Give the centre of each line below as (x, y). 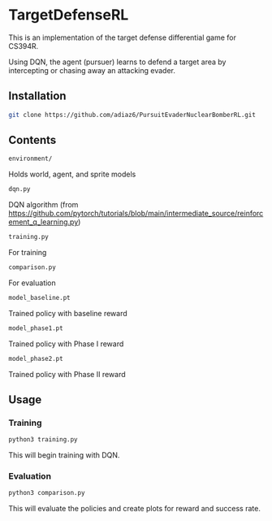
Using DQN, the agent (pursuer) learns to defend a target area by (117, 62)
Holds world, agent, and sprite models (72, 174)
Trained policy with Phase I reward (66, 344)
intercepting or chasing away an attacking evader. (92, 70)
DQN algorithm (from (43, 205)
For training (28, 253)
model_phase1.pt (36, 328)
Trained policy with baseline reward (68, 313)
